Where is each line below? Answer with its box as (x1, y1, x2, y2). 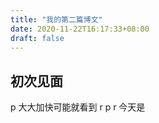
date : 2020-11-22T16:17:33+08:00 (10, 24, 150, 34)
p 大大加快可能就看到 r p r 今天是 (10, 101, 146, 113)
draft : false (10, 33, 65, 43)
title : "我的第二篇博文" (10, 14, 103, 25)
